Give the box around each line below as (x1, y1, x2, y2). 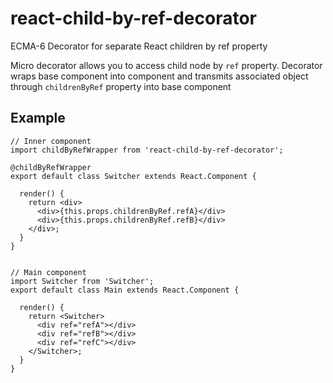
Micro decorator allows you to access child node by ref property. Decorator (10, 59, 323, 71)
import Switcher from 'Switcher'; (10, 276, 155, 286)
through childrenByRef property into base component (10, 80, 232, 92)
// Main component (10, 267, 87, 277)
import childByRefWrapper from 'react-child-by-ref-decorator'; (10, 145, 284, 155)
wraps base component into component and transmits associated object (10, 70, 309, 82)
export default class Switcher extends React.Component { (10, 171, 257, 181)
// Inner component (10, 136, 92, 146)
